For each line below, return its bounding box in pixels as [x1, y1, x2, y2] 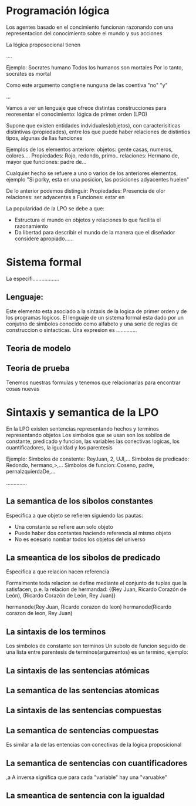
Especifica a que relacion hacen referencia [6, 568, 110, 575]
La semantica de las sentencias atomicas [6, 686, 160, 696]
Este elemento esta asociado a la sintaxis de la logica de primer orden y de [6, 307, 187, 315]
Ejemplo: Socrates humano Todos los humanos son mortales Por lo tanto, [6, 63, 184, 71]
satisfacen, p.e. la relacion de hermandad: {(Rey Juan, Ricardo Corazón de [6, 586, 187, 593]
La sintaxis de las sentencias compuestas [6, 706, 162, 716]
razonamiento [14, 222, 48, 230]
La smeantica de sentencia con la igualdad [6, 791, 165, 801]
